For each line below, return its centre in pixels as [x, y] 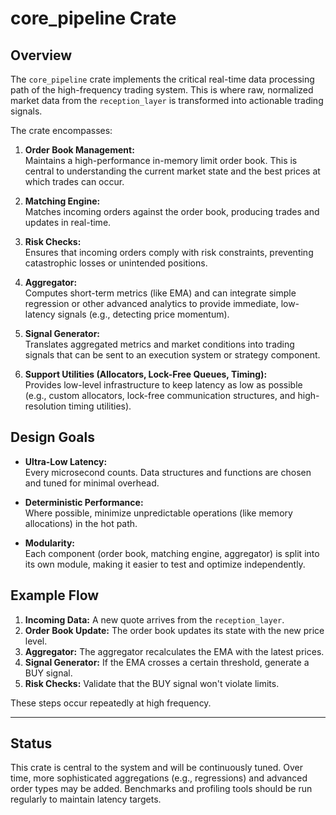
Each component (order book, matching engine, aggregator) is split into [172, 553]
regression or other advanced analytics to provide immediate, [151, 303]
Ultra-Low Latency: [66, 461]
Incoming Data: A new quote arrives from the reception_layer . [154, 619]
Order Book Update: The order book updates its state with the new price [174, 630]
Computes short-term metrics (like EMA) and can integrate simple [160, 293]
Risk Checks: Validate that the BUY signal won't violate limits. [152, 683]
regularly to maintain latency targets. [86, 799]
